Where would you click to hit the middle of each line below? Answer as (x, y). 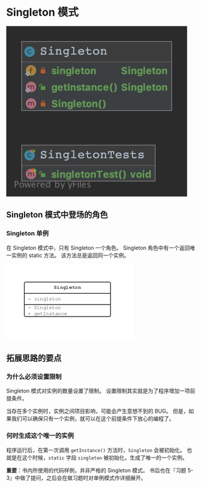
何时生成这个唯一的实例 (40, 436)
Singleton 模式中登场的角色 (57, 215)
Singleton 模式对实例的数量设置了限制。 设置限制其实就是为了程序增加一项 (98, 391)
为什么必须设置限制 (34, 377)
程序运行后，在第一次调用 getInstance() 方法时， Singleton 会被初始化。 (96, 450)
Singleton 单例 (28, 234)
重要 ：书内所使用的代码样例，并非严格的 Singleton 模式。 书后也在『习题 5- (100, 470)
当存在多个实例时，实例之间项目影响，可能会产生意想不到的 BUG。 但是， (97, 411)
